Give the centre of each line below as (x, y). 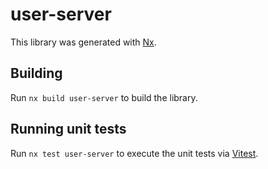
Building (36, 73)
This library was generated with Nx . (83, 42)
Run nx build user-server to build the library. (104, 97)
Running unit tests (68, 129)
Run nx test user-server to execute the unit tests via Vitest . (134, 153)
